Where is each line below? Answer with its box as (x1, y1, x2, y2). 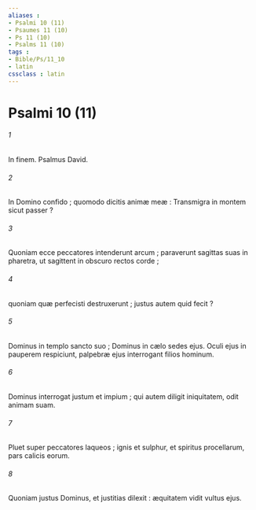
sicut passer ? (8, 205, 53, 215)
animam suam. (8, 401, 56, 410)
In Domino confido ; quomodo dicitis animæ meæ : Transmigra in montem (8, 198, 247, 207)
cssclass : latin (8, 70, 65, 78)
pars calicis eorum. (8, 451, 71, 460)
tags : (8, 48, 30, 56)
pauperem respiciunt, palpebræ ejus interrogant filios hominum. (8, 349, 214, 359)
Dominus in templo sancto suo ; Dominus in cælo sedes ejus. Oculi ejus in (8, 341, 247, 350)
